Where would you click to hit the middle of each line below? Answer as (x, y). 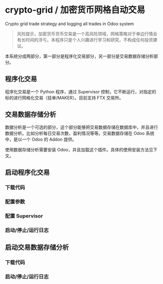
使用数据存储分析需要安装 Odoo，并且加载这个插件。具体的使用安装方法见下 (81, 150)
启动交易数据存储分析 (37, 247)
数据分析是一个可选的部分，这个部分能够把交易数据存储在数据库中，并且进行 (81, 127)
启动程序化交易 (27, 172)
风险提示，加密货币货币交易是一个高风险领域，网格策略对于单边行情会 (87, 33)
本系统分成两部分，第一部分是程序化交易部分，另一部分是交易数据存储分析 (79, 56)
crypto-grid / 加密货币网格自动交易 (75, 10)
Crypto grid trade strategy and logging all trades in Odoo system (70, 24)
